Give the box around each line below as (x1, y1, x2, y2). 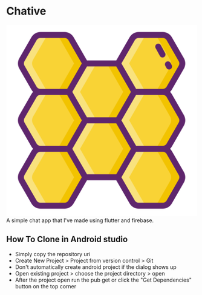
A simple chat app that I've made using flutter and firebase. (6, 217, 154, 224)
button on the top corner (15, 282, 77, 290)
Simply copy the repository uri (15, 250, 91, 257)
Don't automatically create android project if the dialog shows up (15, 263, 177, 271)
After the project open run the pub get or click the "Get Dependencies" (15, 276, 192, 283)
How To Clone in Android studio (6, 234, 128, 245)
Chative (6, 4, 47, 18)
